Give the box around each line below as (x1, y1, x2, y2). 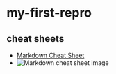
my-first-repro (6, 5, 92, 21)
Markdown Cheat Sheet (16, 51, 85, 59)
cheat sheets (6, 33, 65, 45)
